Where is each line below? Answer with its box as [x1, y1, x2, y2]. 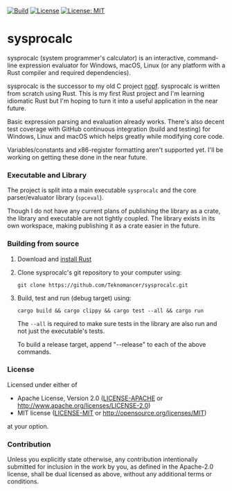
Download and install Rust [17, 255, 92, 263]
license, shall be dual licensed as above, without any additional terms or [7, 470, 213, 479]
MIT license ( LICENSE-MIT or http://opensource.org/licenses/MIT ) [17, 408, 207, 417]
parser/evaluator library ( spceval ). [7, 193, 104, 202]
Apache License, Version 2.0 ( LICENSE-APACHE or [17, 394, 163, 402]
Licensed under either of [7, 380, 78, 388]
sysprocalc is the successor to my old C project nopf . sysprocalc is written [7, 82, 220, 90]
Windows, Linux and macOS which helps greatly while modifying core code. [7, 132, 224, 140]
